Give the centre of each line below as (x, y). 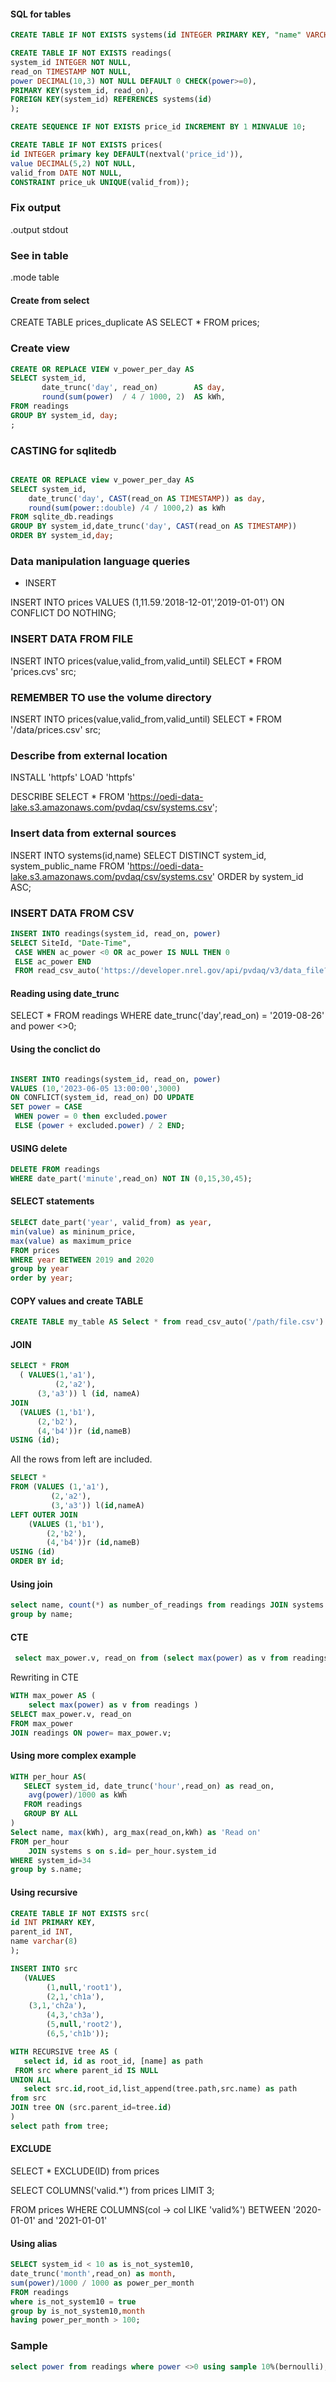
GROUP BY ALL (50, 1814)
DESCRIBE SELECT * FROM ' (70, 797)
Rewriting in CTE (45, 1677)
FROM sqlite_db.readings (62, 517)
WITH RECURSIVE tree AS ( (64, 2051)
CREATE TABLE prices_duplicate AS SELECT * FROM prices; (135, 322)
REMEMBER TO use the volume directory (111, 697)
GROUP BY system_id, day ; (64, 415)
